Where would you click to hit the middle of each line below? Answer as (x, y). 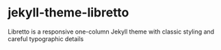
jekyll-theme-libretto (68, 13)
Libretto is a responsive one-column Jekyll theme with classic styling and (111, 32)
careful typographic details (46, 38)
